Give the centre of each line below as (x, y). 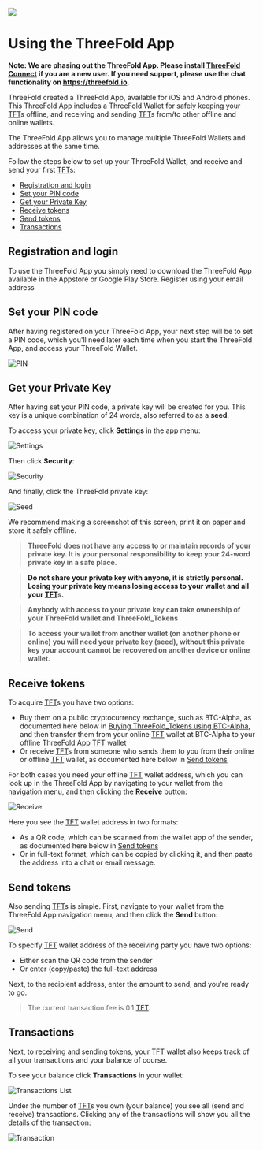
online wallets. (31, 122)
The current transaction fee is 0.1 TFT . (89, 1008)
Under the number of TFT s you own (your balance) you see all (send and (126, 1105)
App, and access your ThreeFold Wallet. (73, 348)
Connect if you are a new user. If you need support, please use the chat (127, 73)
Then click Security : (41, 461)
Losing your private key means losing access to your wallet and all (138, 586)
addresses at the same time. (54, 146)
